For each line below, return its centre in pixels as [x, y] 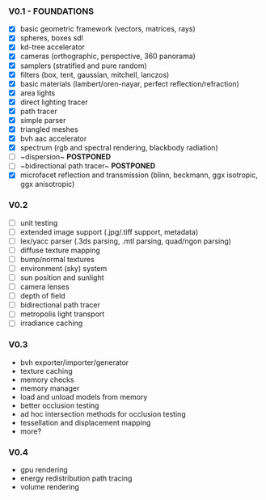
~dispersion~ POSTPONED [65, 157]
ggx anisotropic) [47, 184]
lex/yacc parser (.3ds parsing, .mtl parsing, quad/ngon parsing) [126, 241]
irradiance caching [51, 323]
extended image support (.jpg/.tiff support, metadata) [109, 231]
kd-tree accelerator [52, 47]
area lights [38, 93]
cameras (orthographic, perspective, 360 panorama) [108, 56]
